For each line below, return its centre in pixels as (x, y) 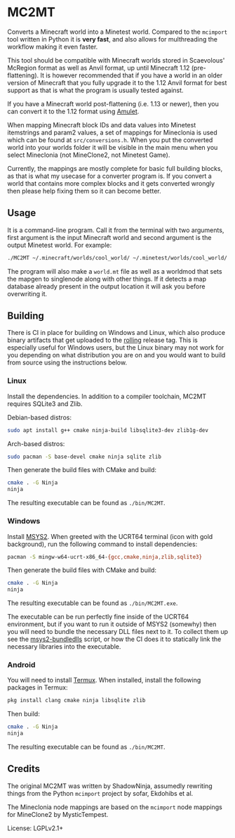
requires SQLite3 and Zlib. (45, 404)
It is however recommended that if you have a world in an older (132, 75)
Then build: (23, 714)
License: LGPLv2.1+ (35, 828)
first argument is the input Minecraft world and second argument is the (109, 237)
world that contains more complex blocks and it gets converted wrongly (111, 183)
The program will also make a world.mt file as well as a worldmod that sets (115, 271)
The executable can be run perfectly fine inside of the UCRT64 (98, 617)
